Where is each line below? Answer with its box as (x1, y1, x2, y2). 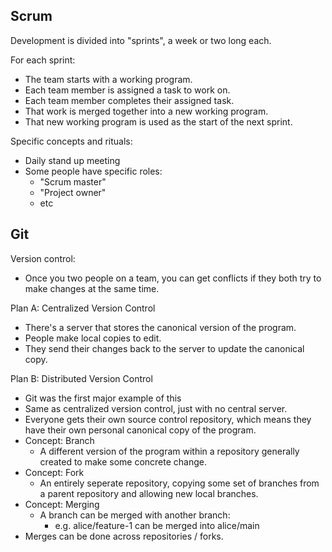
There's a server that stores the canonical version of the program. (24, 321, 297, 333)
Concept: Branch (24, 434, 95, 446)
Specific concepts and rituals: (10, 135, 133, 147)
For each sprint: (10, 54, 76, 66)
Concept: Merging (24, 498, 100, 510)
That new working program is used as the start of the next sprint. (24, 115, 293, 128)
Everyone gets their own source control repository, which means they (24, 413, 312, 425)
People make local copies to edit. (24, 332, 162, 344)
